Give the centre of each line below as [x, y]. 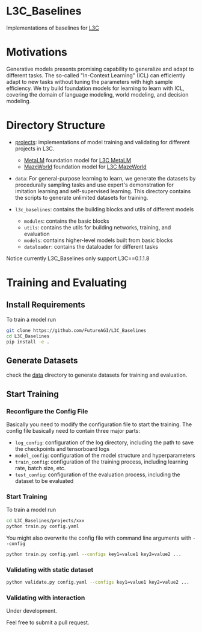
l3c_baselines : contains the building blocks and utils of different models [104, 209]
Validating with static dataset [50, 570]
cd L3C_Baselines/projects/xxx [45, 521]
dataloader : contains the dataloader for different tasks [91, 246]
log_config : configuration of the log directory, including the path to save [104, 442]
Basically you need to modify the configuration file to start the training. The [99, 424]
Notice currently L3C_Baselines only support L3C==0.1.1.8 [78, 258]
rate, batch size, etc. [40, 468]
